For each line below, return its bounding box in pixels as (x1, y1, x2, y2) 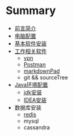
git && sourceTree (23, 74, 68, 81)
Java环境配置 (14, 81, 49, 88)
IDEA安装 (23, 96, 47, 104)
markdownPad (23, 67, 60, 74)
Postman (23, 60, 46, 68)
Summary (5, 4, 56, 18)
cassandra (23, 123, 50, 131)
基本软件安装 (14, 40, 47, 47)
